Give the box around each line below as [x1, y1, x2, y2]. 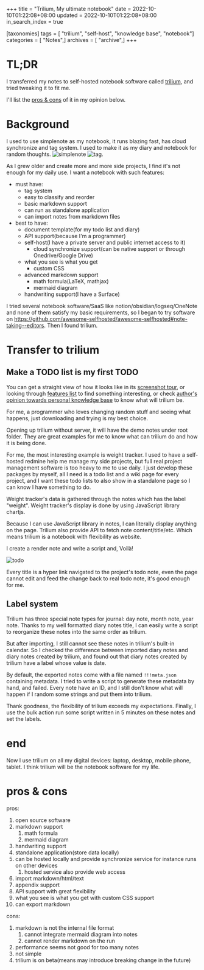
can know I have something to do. [6, 483, 91, 491]
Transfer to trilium [6, 343, 100, 357]
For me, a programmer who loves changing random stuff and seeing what [6, 408, 191, 415]
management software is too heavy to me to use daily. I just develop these [6, 464, 193, 471]
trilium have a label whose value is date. [6, 659, 107, 666]
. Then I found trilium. [43, 322, 98, 329]
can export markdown [15, 901, 71, 908]
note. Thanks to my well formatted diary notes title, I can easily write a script [6, 621, 198, 629]
